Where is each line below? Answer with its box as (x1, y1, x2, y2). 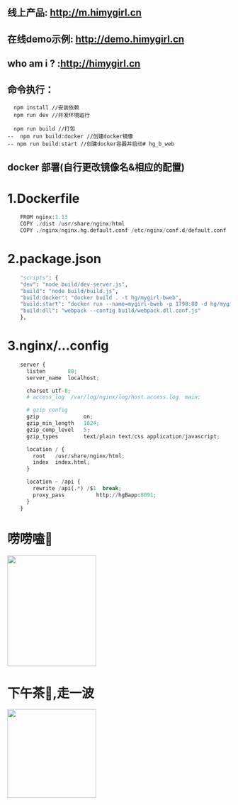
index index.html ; (33, 459, 91, 466)
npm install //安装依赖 (13, 104, 80, 111)
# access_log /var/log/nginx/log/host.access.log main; (25, 394, 201, 401)
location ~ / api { (25, 478, 81, 486)
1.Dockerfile (7, 190, 80, 206)
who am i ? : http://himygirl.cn (7, 57, 141, 70)
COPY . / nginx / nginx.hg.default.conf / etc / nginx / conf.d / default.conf (20, 227, 227, 234)
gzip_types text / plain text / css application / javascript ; (25, 433, 220, 440)
